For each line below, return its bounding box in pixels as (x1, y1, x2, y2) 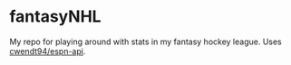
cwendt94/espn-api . (9, 45, 86, 56)
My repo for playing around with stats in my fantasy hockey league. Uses (9, 36, 283, 47)
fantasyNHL (9, 6, 102, 27)
